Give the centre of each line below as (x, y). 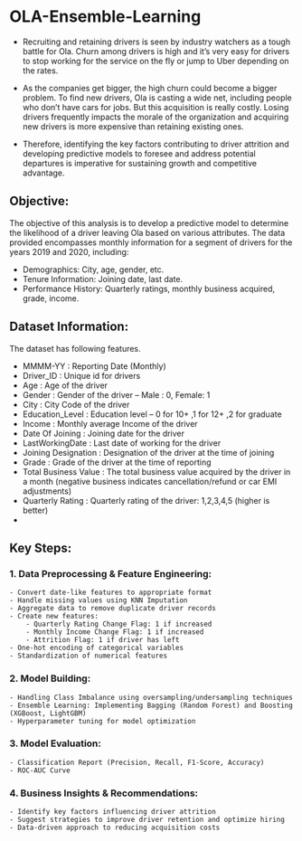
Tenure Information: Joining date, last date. (103, 279)
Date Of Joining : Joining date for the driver (104, 433)
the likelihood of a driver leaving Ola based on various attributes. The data (147, 232)
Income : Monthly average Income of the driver (110, 423)
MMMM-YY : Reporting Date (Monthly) (94, 366)
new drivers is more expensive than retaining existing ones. (133, 126)
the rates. (40, 71)
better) (35, 510)
